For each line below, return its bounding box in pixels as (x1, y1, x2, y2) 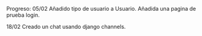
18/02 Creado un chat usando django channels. (6, 23, 126, 30)
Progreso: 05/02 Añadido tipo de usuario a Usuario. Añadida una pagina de (6, 5, 196, 12)
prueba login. (6, 11, 40, 19)
